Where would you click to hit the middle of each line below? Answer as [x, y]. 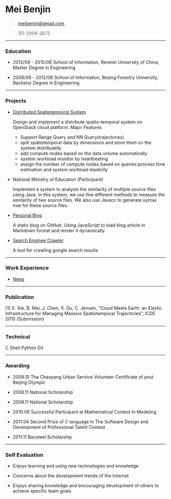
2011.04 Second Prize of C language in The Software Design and [80, 422]
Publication [20, 297]
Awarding [17, 366]
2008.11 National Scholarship [43, 392]
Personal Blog [27, 215]
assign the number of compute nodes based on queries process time [93, 164]
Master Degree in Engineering [44, 68]
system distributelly [41, 148]
